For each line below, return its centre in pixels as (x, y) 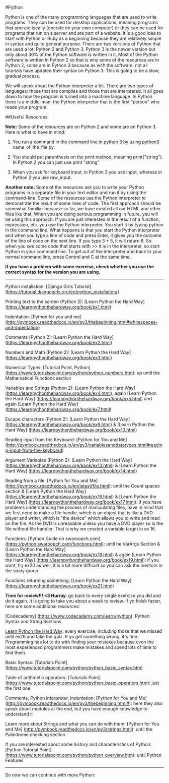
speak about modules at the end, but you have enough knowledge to (76, 709)
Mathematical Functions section (38, 378)
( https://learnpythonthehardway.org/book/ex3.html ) (59, 358)
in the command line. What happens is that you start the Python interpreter (82, 230)
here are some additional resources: (43, 606)
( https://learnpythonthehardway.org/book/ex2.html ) (59, 343)
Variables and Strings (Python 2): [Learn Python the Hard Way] (70, 388)
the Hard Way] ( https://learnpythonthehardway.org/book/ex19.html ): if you (82, 560)
